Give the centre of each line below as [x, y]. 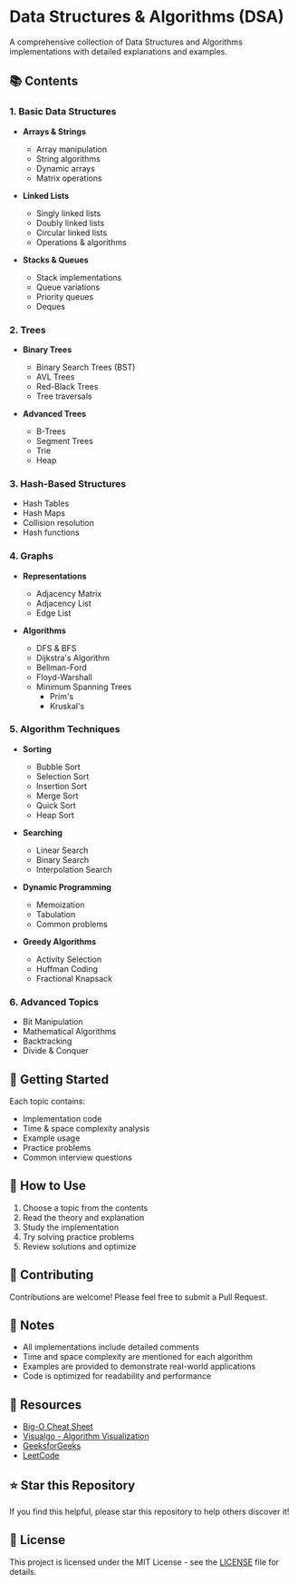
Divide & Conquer [55, 1051]
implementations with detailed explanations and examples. [119, 51]
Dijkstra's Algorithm [73, 658]
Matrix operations [69, 178]
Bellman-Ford [62, 667]
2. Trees [28, 330]
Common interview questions [77, 1157]
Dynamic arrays [65, 168]
